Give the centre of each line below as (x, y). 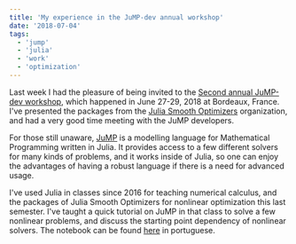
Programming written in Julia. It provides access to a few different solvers (144, 146)
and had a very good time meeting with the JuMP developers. (122, 120)
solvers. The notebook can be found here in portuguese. (112, 230)
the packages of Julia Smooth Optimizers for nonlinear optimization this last (148, 201)
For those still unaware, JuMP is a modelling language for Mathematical (140, 138)
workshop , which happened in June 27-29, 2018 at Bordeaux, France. (152, 101)
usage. (22, 175)
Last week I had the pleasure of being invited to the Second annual (131, 92)
